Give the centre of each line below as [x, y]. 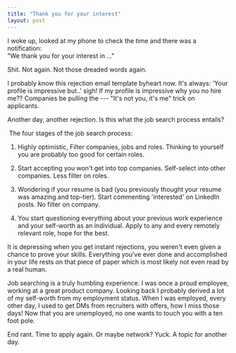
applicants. [23, 105]
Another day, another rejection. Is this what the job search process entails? [116, 119]
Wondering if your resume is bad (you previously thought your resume [119, 189]
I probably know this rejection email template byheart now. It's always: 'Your [118, 83]
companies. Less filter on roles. [63, 175]
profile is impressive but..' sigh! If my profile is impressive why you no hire [114, 91]
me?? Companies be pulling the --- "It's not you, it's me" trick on [101, 98]
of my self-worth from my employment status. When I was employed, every [117, 298]
